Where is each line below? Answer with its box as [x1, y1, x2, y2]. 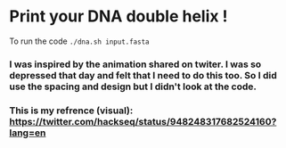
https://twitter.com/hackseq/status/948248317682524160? [9, 115, 277, 127]
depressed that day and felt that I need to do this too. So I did [9, 69, 278, 81]
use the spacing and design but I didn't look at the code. [9, 80, 257, 93]
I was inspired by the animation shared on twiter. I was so [9, 58, 262, 70]
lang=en [9, 127, 46, 139]
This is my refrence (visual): [9, 104, 134, 117]
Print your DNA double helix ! [9, 6, 229, 27]
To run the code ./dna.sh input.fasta [9, 36, 150, 46]
